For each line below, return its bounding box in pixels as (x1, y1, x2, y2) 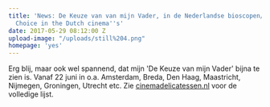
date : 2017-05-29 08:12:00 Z (8, 27, 106, 35)
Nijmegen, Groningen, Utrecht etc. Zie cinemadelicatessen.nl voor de (8, 81, 237, 91)
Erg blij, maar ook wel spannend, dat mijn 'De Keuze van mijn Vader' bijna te (8, 64, 260, 73)
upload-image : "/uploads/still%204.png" (8, 34, 146, 43)
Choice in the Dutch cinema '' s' (15, 19, 125, 27)
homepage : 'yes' (8, 42, 63, 50)
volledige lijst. (8, 89, 54, 99)
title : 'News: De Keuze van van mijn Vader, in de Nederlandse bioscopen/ (8, 11, 264, 20)
